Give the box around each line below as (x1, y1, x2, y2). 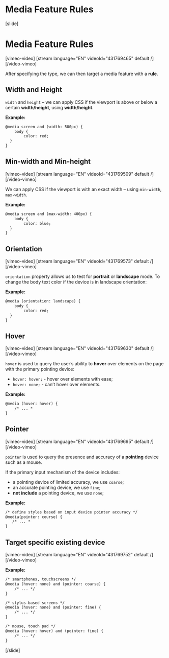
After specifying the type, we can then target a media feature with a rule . (5, 70, 158, 77)
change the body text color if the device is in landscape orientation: (5, 279, 147, 285)
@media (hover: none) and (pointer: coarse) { (5, 581, 106, 586)
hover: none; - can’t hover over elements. (12, 382, 101, 388)
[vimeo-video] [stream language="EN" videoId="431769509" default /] (5, 171, 154, 177)
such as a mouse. (5, 459, 42, 465)
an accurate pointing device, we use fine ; (12, 484, 101, 490)
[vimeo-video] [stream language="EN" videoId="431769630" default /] (5, 345, 154, 351)
